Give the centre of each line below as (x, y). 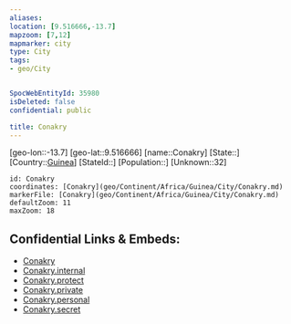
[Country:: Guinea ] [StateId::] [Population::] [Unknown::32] (118, 162)
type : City (30, 52)
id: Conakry (32, 179)
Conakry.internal (54, 271)
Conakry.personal (56, 300)
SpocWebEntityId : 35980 (55, 93)
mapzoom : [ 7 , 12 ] (40, 35)
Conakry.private (53, 290)
